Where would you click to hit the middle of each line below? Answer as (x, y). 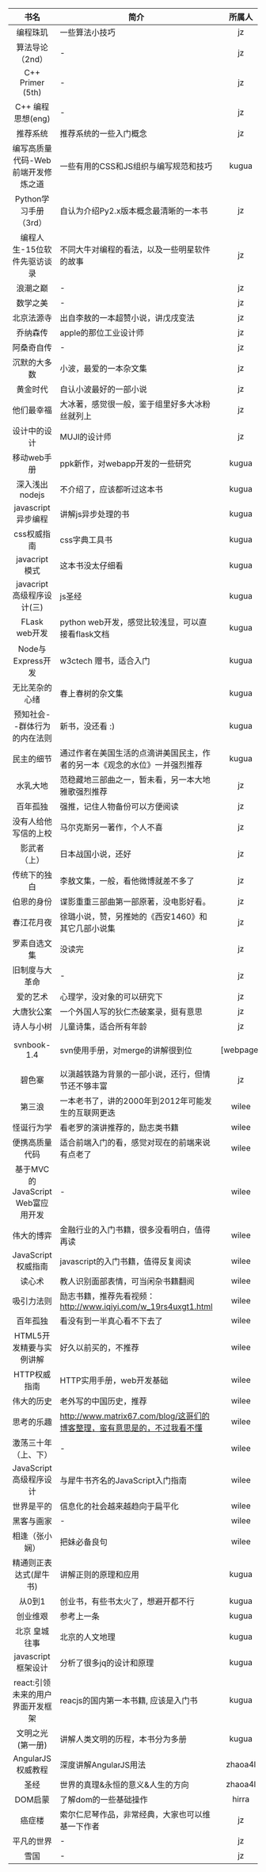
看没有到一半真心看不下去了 (112, 1321)
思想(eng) (32, 119)
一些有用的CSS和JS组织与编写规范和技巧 (136, 166)
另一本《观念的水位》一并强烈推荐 (139, 765)
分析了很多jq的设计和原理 (107, 1663)
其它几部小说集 (88, 928)
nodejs (32, 495)
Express (28, 661)
